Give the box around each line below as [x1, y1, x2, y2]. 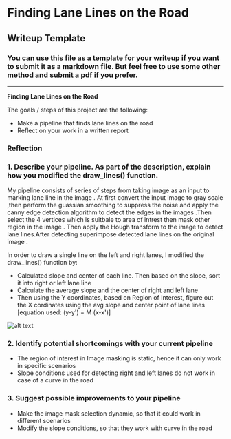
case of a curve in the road [16, 376, 94, 385]
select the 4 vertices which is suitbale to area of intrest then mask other [7, 216, 210, 224]
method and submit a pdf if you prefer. [7, 70, 139, 80]
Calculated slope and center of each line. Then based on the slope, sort [16, 272, 221, 280]
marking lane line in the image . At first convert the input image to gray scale [7, 194, 223, 202]
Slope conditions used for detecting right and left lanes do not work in [16, 369, 215, 377]
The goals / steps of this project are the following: [7, 105, 148, 114]
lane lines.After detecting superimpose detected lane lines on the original [7, 230, 214, 238]
